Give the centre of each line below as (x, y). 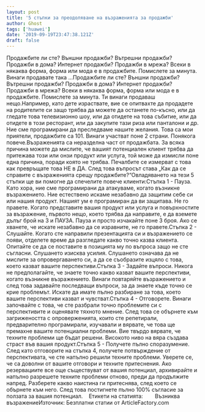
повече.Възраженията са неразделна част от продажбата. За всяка (95, 142)
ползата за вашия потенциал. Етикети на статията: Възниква (93, 396)
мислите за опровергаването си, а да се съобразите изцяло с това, (95, 260)
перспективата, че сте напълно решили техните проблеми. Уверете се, (100, 357)
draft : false (23, 40)
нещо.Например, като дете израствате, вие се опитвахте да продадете (100, 103)
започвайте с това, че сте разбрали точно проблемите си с (84, 305)
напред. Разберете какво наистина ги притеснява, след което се (92, 383)
